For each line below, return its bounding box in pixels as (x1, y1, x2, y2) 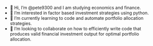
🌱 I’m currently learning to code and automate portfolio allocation (9, 15, 144, 21)
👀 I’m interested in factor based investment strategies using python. (9, 10, 149, 16)
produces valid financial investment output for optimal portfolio (9, 31, 140, 37)
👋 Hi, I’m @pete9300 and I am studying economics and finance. (9, 5, 141, 10)
